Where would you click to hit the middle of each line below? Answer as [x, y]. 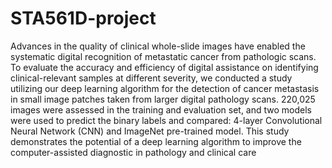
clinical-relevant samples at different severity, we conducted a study [151, 78]
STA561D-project [83, 18]
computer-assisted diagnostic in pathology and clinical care [133, 152]
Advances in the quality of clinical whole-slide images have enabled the [158, 46]
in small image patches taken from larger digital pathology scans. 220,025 [163, 99]
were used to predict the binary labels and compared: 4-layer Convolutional [166, 120]
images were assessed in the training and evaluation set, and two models [161, 109]
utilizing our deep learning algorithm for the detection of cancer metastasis [165, 88]
